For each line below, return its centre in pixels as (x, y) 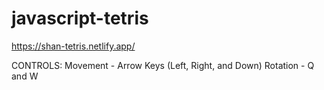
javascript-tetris (80, 18)
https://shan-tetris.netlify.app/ (73, 46)
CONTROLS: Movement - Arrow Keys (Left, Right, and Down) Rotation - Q (163, 65)
